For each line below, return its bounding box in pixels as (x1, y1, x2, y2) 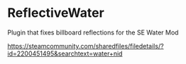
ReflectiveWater (7, 5, 104, 21)
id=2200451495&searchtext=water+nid (7, 49, 123, 58)
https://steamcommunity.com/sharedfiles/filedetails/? (7, 41, 165, 50)
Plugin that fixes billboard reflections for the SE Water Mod (7, 28, 179, 37)
